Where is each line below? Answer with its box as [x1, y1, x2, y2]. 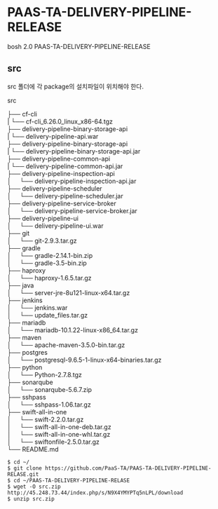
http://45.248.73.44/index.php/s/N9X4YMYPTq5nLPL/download [7, 489, 184, 496]
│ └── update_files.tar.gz [7, 311, 88, 319]
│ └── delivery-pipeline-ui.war [7, 222, 104, 230]
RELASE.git [7, 470, 39, 477]
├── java [7, 281, 34, 290]
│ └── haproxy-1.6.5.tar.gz [7, 273, 92, 282]
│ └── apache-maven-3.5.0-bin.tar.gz [7, 341, 125, 349]
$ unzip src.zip [7, 495, 55, 502]
